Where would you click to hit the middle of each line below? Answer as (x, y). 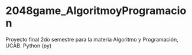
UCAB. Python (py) (29, 46)
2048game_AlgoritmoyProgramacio (96, 11)
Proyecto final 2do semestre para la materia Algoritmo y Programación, (92, 39)
